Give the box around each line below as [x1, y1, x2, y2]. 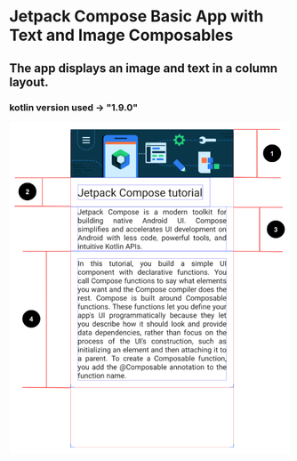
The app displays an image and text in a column [9, 61, 278, 76]
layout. [9, 74, 49, 90]
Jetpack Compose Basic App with [9, 6, 264, 27]
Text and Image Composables [9, 25, 234, 45]
